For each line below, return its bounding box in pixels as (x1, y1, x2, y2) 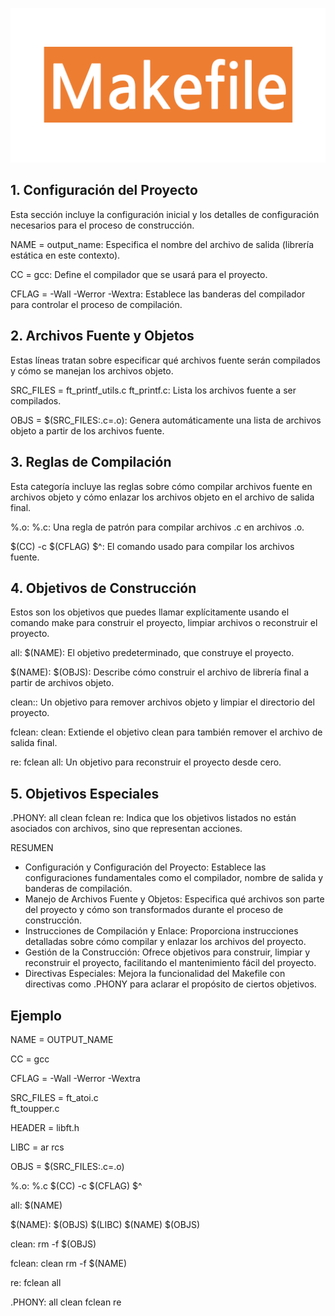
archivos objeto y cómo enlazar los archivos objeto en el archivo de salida (10, 491, 315, 503)
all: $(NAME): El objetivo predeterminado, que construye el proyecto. (10, 647, 295, 659)
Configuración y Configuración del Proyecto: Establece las (24, 861, 267, 873)
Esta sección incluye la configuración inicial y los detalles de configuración (10, 208, 320, 220)
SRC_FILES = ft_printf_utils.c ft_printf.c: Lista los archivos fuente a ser (10, 384, 297, 396)
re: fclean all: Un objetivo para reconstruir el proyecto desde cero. (10, 756, 282, 768)
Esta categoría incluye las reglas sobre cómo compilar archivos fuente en (10, 480, 313, 492)
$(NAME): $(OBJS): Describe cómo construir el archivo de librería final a (10, 666, 310, 678)
